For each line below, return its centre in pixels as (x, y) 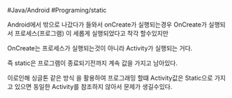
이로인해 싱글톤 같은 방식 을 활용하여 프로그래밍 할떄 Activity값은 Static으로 (110, 78)
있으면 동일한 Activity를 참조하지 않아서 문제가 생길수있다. (93, 86)
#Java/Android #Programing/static (57, 10)
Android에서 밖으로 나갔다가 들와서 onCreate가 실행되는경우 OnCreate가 (107, 24)
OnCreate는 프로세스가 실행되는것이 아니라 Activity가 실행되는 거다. (100, 48)
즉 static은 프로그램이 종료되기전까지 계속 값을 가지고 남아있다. (93, 63)
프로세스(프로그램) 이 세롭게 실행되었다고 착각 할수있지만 (92, 33)
